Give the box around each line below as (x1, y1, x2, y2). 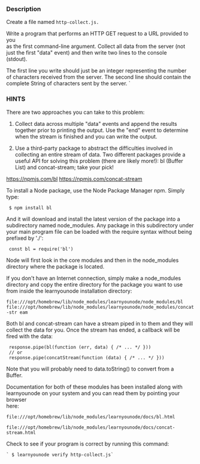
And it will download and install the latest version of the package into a (6, 215, 181, 222)
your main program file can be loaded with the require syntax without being (6, 228, 192, 235)
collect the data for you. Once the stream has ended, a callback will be (6, 326, 180, 333)
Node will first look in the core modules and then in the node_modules (6, 257, 179, 264)
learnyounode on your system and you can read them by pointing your (6, 389, 180, 397)
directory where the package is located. (6, 263, 105, 270)
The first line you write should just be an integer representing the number (6, 67, 187, 74)
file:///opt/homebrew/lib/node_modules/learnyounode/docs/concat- (6, 424, 175, 430)
